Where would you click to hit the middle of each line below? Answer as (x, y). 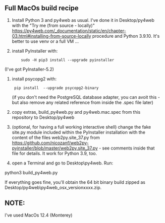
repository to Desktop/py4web (43, 117)
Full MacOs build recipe (42, 8)
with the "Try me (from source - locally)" (53, 25)
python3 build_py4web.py (31, 172)
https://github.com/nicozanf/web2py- (50, 143)
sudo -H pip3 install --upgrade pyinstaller (68, 60)
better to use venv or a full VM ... (45, 41)
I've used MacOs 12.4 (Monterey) (39, 215)
